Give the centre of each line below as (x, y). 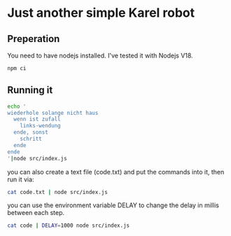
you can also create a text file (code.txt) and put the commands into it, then (116, 172)
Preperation (34, 39)
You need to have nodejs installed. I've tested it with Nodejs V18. (100, 55)
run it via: (21, 179)
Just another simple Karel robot (101, 13)
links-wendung (40, 126)
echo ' (17, 106)
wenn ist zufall (37, 119)
